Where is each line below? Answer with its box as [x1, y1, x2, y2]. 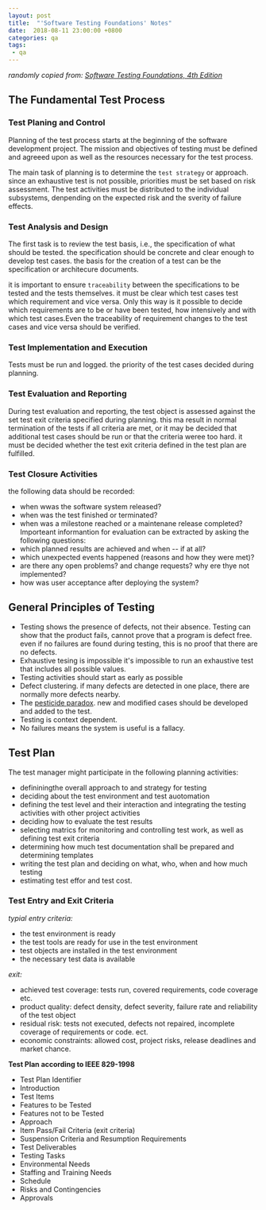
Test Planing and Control [8, 117, 106, 128]
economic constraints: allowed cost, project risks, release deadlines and [19, 1035, 256, 1045]
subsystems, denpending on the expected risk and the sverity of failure [8, 192, 242, 203]
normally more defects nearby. [19, 689, 121, 699]
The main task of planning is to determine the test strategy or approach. [8, 168, 249, 177]
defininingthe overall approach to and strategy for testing [19, 783, 207, 792]
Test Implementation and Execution [8, 342, 148, 353]
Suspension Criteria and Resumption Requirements [19, 1134, 187, 1143]
